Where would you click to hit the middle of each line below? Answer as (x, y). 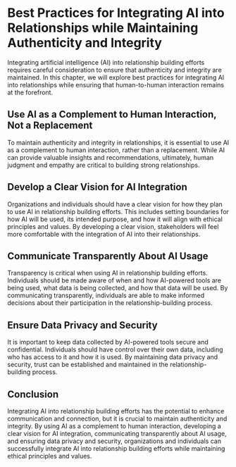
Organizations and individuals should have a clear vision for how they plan (115, 204)
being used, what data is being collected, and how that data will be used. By (118, 288)
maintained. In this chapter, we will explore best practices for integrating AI (116, 77)
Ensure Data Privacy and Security (82, 325)
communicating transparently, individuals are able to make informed (106, 295)
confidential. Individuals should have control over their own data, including (115, 349)
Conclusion (33, 394)
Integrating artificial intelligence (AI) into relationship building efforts (106, 62)
